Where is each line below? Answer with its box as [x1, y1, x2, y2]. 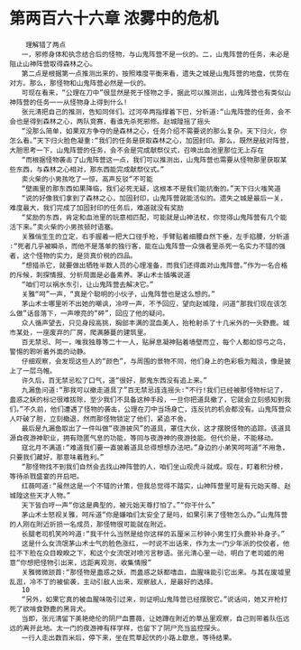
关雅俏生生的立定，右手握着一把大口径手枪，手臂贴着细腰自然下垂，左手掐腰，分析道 [21, 232, 290, 241]
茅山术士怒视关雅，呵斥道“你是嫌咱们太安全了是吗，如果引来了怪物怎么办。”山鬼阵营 [21, 510, 288, 519]
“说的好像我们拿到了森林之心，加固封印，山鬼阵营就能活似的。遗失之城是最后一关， [21, 193, 287, 203]
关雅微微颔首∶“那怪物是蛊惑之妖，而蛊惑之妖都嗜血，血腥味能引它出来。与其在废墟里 [21, 568, 291, 577]
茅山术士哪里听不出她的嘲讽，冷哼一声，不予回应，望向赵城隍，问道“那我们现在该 [21, 299, 281, 308]
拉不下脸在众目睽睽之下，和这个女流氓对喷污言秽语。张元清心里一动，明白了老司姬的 [9, 548, 278, 558]
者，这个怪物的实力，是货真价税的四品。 [9, 251, 137, 260]
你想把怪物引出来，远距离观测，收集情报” [20, 558, 152, 567]
